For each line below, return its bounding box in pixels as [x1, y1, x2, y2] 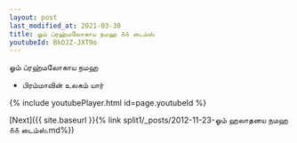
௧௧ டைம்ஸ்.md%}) [9, 125, 75, 136]
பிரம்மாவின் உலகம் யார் [21, 80, 104, 91]
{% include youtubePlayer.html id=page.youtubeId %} [9, 98, 207, 108]
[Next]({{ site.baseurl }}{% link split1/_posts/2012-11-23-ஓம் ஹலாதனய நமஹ [9, 115, 289, 125]
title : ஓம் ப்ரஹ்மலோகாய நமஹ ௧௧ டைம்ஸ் [9, 29, 156, 38]
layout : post [9, 12, 58, 22]
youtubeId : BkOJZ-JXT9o [9, 37, 98, 47]
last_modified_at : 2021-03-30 [9, 21, 122, 30]
